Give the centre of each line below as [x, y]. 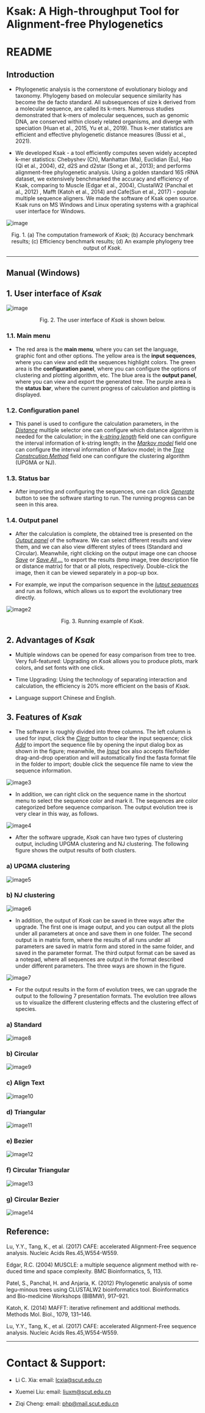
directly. [25, 597]
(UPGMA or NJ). [36, 462]
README [29, 52]
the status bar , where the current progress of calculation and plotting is [106, 388]
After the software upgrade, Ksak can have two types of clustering [99, 838]
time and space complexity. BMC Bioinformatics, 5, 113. [93, 1271]
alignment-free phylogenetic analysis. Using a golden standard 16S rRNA [107, 173]
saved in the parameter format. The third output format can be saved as [105, 952]
